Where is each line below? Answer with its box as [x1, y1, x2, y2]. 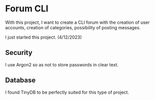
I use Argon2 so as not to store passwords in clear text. [5, 61, 119, 67]
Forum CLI [5, 3, 49, 14]
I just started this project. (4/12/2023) [5, 34, 82, 40]
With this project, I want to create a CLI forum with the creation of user [5, 19, 150, 25]
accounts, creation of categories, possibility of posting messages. [5, 24, 141, 30]
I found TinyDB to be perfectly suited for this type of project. [5, 89, 130, 95]
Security [5, 49, 32, 57]
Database [5, 76, 36, 85]
